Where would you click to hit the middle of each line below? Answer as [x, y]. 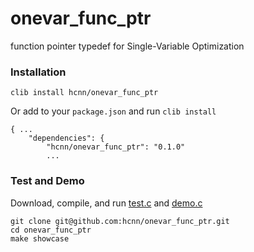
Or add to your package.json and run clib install [113, 111]
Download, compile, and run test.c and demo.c [106, 203]
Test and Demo [47, 181]
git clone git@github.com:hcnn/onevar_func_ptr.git [120, 221]
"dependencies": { [66, 138]
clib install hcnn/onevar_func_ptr [84, 93]
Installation [38, 72]
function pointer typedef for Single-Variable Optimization [127, 46]
